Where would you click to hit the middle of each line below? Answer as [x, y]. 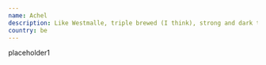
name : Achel [28, 15]
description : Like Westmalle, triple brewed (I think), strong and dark [131, 23]
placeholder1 [29, 53]
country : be [28, 30]
